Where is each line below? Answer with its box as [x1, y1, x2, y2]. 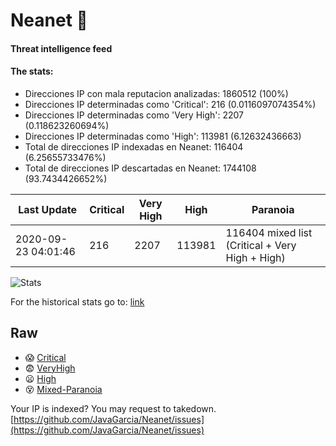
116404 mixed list [225, 225, 313, 239]
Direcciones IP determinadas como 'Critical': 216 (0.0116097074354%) [24, 98, 317, 110]
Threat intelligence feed [10, 42, 113, 54]
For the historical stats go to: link [10, 295, 145, 308]
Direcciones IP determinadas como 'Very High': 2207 [24, 109, 245, 121]
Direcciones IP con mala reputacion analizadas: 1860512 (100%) [24, 87, 289, 99]
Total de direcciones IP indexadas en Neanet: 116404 [24, 140, 244, 153]
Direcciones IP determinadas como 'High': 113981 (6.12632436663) [24, 130, 302, 142]
